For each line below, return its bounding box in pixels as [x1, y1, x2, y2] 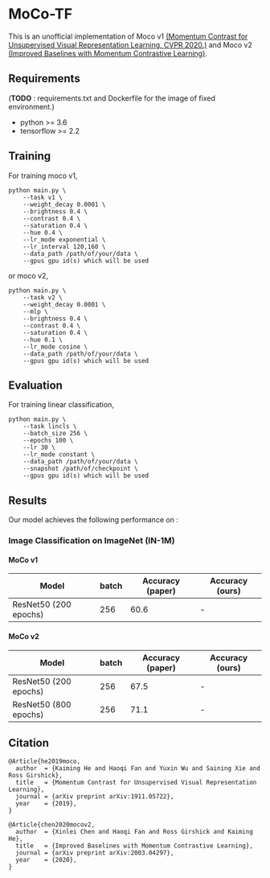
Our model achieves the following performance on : [8, 515, 179, 525]
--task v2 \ [22, 293, 63, 302]
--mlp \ [22, 307, 48, 315]
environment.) [8, 101, 55, 111]
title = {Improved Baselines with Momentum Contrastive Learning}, [15, 842, 253, 850]
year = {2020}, [15, 856, 78, 864]
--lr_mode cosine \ [22, 343, 88, 351]
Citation [8, 736, 50, 749]
